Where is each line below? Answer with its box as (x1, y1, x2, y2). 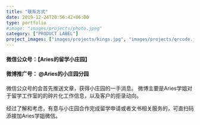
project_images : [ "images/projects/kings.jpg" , (6, 36, 127, 42)
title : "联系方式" (6, 8, 49, 15)
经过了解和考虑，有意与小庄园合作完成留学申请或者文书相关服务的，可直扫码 (6, 105, 194, 112)
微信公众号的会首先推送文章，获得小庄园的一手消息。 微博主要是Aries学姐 (6, 85, 187, 92)
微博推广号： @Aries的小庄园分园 (6, 70, 89, 77)
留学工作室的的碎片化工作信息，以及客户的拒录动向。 (11, 92, 142, 99)
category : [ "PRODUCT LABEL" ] (6, 31, 79, 37)
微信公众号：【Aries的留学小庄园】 (6, 55, 90, 62)
